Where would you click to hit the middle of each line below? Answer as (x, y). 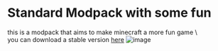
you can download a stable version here (66, 39)
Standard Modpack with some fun (109, 13)
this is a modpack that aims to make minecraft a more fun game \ (102, 32)
